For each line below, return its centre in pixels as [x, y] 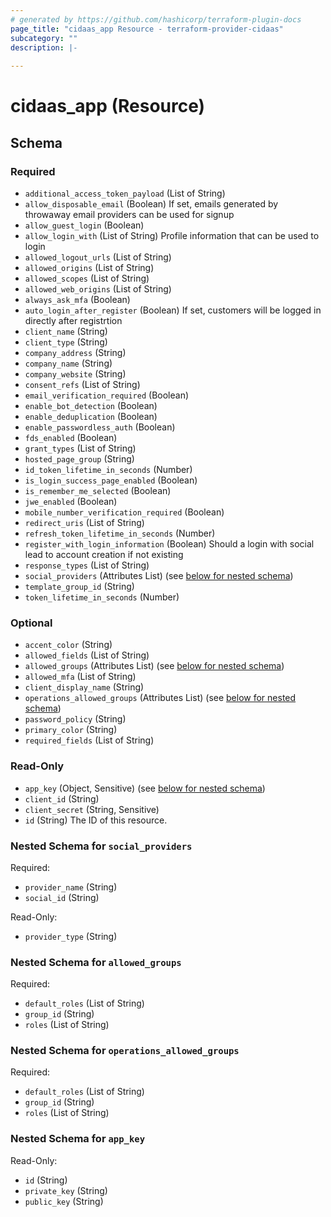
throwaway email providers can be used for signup [129, 214]
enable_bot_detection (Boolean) [91, 405]
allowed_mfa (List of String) [80, 677]
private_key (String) [66, 1190]
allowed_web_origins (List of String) [98, 289]
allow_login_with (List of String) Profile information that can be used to [172, 235]
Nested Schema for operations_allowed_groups [125, 1051]
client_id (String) [62, 798]
